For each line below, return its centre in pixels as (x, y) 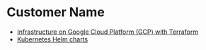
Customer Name (56, 12)
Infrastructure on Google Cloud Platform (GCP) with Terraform (108, 32)
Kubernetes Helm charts (52, 39)
